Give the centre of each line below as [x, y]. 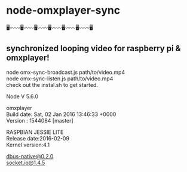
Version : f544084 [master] [40, 120]
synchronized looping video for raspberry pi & [93, 49]
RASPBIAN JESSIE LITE [35, 132]
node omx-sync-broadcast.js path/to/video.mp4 [66, 72]
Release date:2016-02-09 [38, 138]
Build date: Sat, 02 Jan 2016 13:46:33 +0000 [61, 114]
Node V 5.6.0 [22, 96]
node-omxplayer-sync [63, 10]
